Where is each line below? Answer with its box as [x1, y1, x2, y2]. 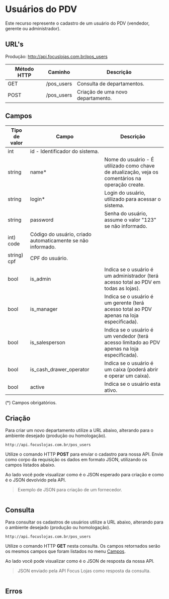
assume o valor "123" [104, 216, 156, 223]
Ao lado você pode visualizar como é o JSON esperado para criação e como [5, 472, 164, 478]
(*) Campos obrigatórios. [5, 399, 57, 405]
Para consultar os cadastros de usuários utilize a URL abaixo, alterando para [5, 519, 163, 525]
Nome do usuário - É [104, 156, 154, 163]
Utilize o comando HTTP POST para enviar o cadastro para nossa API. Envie [5, 451, 163, 457]
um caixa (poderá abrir [104, 366, 158, 373]
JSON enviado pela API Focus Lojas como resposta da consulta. [17, 568, 151, 574]
